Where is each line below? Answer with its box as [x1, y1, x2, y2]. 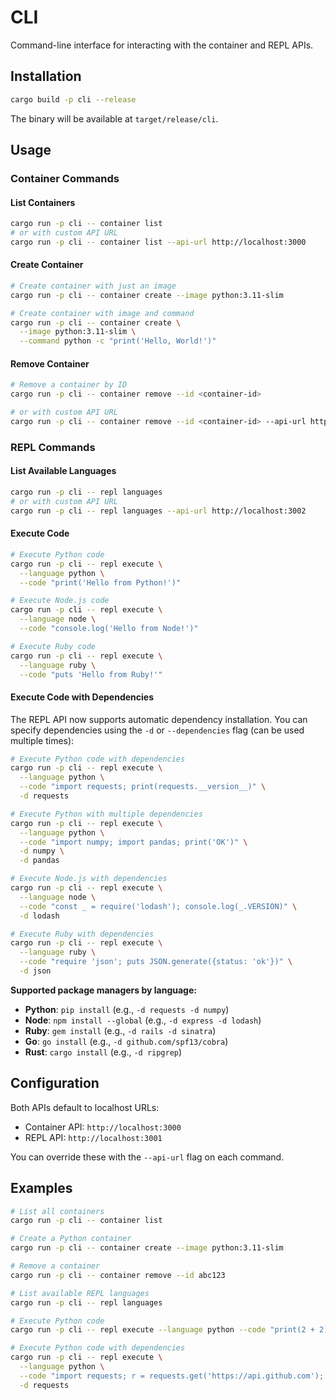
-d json [19, 966, 52, 976]
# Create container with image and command [10, 308, 195, 318]
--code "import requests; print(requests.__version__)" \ [19, 782, 267, 792]
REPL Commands [10, 440, 96, 454]
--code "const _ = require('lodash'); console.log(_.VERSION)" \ [19, 901, 298, 911]
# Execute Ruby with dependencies [10, 929, 155, 939]
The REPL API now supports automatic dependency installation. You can [10, 713, 308, 725]
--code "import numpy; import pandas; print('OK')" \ [19, 837, 248, 847]
